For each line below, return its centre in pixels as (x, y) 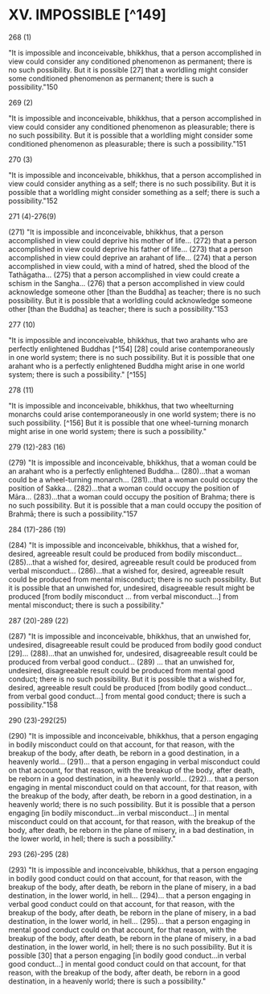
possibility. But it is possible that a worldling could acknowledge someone (131, 300)
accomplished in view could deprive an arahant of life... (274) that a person (133, 257)
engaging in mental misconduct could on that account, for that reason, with (133, 787)
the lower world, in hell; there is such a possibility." (92, 839)
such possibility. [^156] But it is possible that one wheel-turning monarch (129, 422)
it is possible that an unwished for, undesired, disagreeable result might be (132, 588)
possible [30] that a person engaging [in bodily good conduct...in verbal (127, 955)
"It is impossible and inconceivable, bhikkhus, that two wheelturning (121, 405)
